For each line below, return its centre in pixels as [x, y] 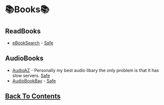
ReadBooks [23, 31]
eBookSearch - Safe [33, 43]
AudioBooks [24, 58]
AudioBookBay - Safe [34, 81]
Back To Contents [33, 96]
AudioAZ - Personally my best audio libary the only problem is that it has [85, 70]
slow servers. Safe [31, 75]
